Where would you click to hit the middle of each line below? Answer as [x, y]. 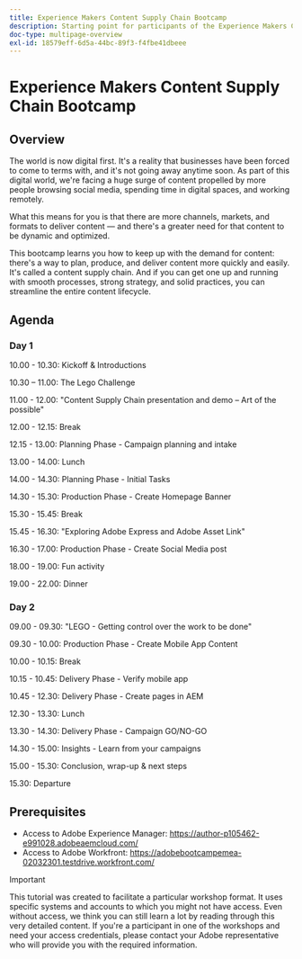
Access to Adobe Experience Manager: [95, 834]
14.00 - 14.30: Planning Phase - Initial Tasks [90, 479]
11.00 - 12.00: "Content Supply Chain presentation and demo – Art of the [143, 399]
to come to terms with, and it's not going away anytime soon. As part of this [150, 171]
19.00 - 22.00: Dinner [49, 583]
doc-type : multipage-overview [66, 34]
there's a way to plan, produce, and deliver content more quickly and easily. [150, 263]
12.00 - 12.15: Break [45, 426]
